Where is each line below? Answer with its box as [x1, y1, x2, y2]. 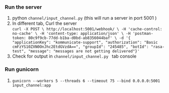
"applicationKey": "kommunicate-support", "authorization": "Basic [12, 40, 158, 45]
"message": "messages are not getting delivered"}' [28, 49, 140, 54]
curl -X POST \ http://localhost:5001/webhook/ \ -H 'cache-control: [12, 27, 163, 32]
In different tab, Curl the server [12, 20, 77, 26]
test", [12, 49, 26, 54]
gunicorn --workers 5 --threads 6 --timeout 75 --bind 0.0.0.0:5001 [12, 78, 160, 83]
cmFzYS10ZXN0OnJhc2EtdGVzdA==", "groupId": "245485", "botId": [12, 44, 149, 50]
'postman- [132, 31, 153, 36]
